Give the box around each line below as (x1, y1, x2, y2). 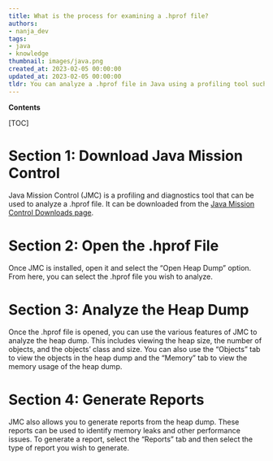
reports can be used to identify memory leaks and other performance (8, 426, 241, 436)
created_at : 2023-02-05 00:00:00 (8, 65, 122, 73)
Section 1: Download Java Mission (8, 146, 244, 165)
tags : (8, 34, 27, 43)
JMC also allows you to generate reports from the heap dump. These (8, 417, 240, 427)
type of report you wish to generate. (8, 443, 130, 453)
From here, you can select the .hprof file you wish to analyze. (8, 272, 214, 281)
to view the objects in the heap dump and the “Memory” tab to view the (8, 353, 248, 363)
